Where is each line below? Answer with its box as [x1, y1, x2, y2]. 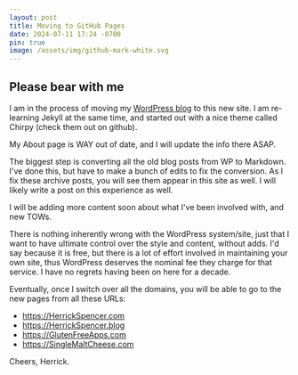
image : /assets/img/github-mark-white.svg [9, 46, 169, 55]
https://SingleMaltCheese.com [21, 338, 134, 349]
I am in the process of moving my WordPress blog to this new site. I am [9, 102, 270, 113]
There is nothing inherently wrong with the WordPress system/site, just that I [9, 228, 290, 239]
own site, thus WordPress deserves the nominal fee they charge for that [9, 257, 273, 267]
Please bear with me [9, 79, 125, 94]
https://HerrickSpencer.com [21, 310, 125, 321]
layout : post [9, 12, 58, 22]
